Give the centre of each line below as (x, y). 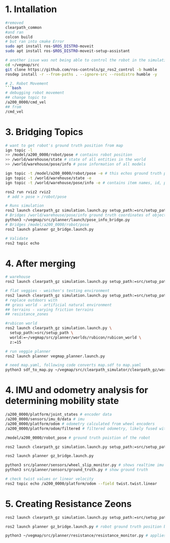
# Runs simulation (25, 206)
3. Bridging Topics (44, 132)
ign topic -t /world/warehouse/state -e (49, 178)
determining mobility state (62, 401)
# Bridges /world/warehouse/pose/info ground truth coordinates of (78, 215)
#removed (14, 23)
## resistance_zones (27, 314)
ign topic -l (19, 150)
